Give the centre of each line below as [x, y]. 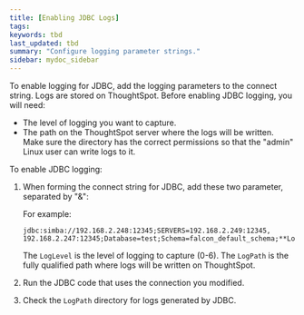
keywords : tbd [36, 34]
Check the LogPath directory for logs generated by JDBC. [129, 300]
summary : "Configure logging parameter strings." [105, 52]
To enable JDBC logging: [56, 169]
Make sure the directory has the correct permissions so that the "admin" [158, 142]
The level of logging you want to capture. [99, 123]
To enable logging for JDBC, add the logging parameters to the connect [143, 86]
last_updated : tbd [44, 43]
